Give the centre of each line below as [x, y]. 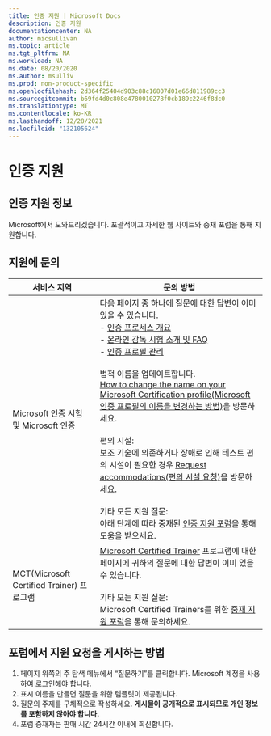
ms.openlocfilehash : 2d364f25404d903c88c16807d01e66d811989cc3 [117, 91]
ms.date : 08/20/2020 [43, 69]
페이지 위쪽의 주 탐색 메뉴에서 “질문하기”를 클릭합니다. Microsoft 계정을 [133, 674]
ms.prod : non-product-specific [61, 83]
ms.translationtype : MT [48, 106]
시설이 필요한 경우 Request [158, 464]
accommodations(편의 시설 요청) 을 [164, 476]
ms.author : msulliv [41, 76]
